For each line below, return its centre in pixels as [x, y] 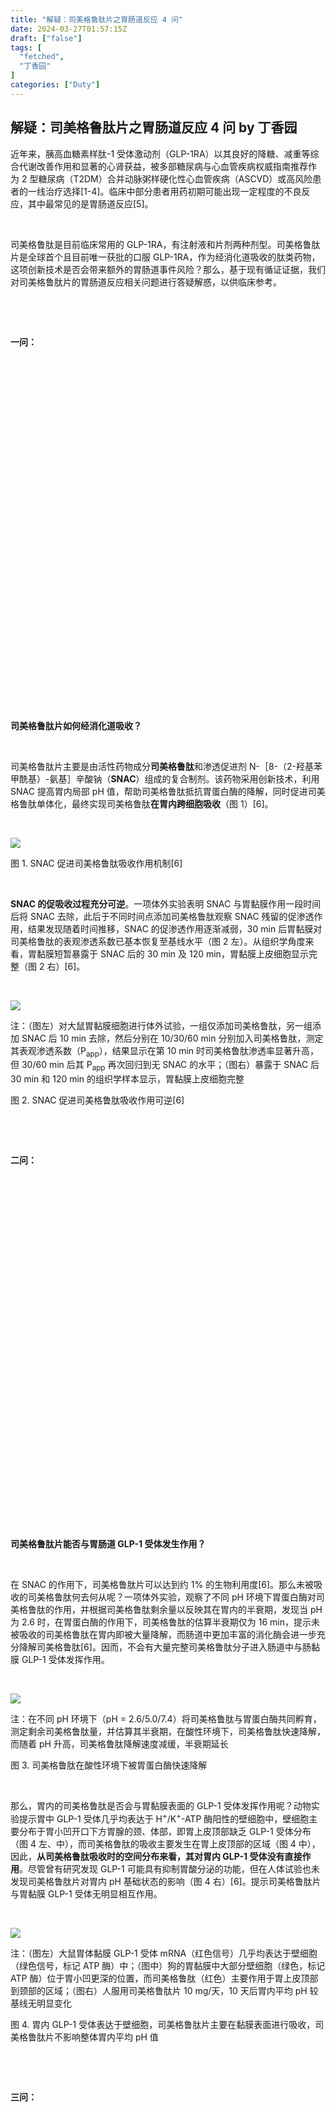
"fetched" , [42, 57]
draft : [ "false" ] [46, 38]
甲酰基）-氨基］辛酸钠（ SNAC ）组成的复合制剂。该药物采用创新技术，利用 [165, 778]
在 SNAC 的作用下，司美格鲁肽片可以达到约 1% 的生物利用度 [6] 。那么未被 [162, 1585]
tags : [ [26, 47]
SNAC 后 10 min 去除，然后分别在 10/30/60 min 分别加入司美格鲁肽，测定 [172, 1038]
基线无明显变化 [41, 2003]
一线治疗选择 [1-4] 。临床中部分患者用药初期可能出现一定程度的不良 [164, 191]
